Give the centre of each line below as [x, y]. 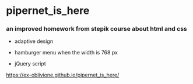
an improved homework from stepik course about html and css [97, 29]
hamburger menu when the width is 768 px [66, 53]
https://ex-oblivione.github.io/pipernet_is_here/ [63, 75]
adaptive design [34, 41]
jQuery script [30, 64]
